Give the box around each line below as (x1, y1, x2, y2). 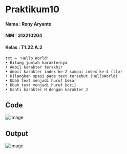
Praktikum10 (5, 4, 60, 15)
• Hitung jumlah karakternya (5, 60, 68, 65)
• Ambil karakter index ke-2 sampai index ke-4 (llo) (5, 69, 123, 74)
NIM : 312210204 (5, 32, 43, 39)
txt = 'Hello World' (5, 55, 50, 61)
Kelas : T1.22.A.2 (5, 44, 43, 50)
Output (5, 129, 28, 138)
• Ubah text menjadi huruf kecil (5, 82, 77, 87)
